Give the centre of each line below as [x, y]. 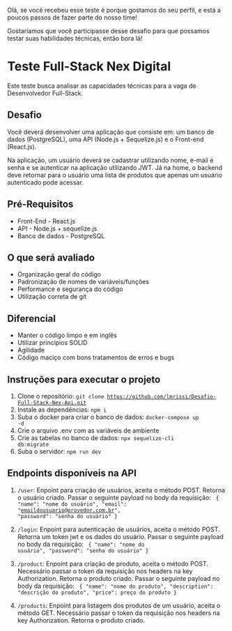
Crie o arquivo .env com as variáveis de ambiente [88, 430]
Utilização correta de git [52, 297]
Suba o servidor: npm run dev [59, 451]
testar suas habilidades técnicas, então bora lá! [75, 38]
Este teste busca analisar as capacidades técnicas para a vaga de [102, 86]
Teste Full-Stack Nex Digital [89, 67]
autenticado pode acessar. [45, 182]
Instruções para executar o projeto [84, 379]
